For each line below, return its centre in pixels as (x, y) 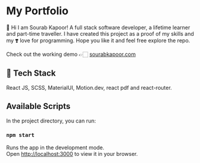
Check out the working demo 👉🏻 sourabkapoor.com (71, 54)
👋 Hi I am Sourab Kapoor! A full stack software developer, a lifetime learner (98, 27)
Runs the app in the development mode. (55, 148)
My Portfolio (37, 11)
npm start (20, 135)
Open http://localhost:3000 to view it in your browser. (72, 153)
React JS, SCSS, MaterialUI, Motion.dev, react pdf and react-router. (89, 87)
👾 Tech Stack (31, 73)
